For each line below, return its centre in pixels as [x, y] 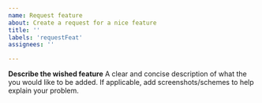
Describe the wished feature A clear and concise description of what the [127, 74]
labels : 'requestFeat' [45, 37]
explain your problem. [43, 90]
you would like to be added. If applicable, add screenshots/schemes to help [131, 83]
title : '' [24, 30]
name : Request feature [45, 15]
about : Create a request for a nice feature [82, 23]
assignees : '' [32, 45]
